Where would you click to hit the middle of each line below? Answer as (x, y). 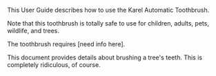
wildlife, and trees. (33, 31)
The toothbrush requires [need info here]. (66, 44)
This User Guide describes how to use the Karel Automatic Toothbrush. (108, 10)
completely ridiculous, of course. (54, 65)
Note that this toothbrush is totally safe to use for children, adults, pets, (108, 23)
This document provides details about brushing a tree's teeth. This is (105, 57)
